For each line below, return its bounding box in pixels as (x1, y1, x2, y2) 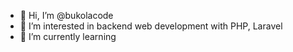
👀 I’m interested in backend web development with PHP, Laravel (19, 20, 283, 32)
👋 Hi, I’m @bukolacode (19, 10, 114, 21)
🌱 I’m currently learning (19, 31, 117, 42)
